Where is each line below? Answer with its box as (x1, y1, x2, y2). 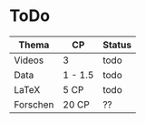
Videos (14, 54, 44, 67)
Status (102, 38, 132, 51)
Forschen (14, 97, 54, 110)
